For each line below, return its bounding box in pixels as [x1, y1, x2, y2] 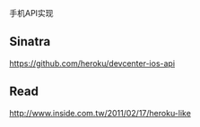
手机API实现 [9, 8, 54, 18]
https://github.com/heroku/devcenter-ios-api [9, 57, 176, 69]
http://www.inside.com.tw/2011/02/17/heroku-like [9, 107, 191, 118]
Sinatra [9, 34, 51, 49]
